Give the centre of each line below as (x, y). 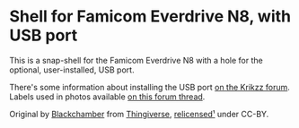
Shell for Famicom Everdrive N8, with (150, 17)
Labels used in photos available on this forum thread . (107, 97)
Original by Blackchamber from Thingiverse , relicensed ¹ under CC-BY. (139, 114)
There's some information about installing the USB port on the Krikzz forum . (149, 87)
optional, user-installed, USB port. (72, 70)
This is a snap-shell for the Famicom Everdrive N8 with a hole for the (136, 60)
